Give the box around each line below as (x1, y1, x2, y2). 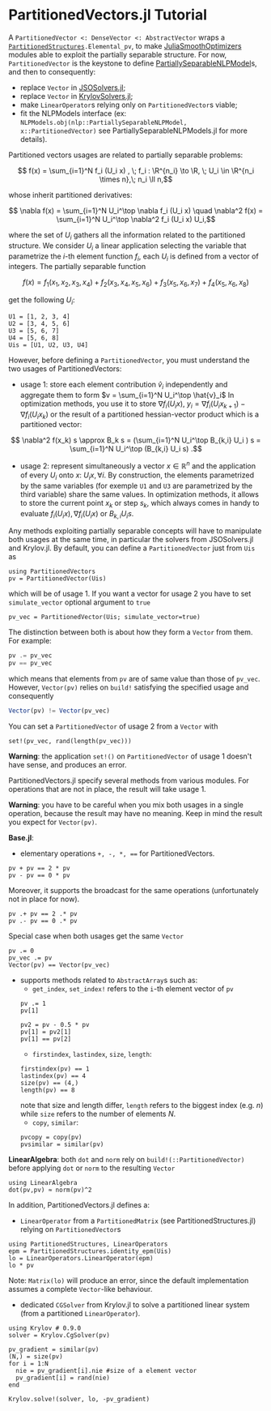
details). (19, 134, 48, 143)
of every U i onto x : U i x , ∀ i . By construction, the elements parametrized (19, 470, 255, 481)
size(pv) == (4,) (19, 1079, 79, 1087)
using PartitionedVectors (8, 567, 95, 576)
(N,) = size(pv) (8, 1352, 63, 1361)
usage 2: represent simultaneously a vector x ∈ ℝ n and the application (19, 460, 256, 471)
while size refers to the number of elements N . (19, 1109, 176, 1118)
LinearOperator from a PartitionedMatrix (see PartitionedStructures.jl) (19, 1216, 256, 1225)
